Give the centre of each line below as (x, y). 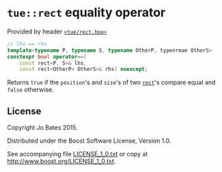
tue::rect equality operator (86, 13)
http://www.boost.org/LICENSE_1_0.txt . (61, 161)
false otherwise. (30, 89)
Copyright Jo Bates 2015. (43, 128)
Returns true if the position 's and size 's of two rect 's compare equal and (111, 83)
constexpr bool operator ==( (47, 57)
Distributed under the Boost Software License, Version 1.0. (89, 141)
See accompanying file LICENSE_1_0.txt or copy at (78, 154)
